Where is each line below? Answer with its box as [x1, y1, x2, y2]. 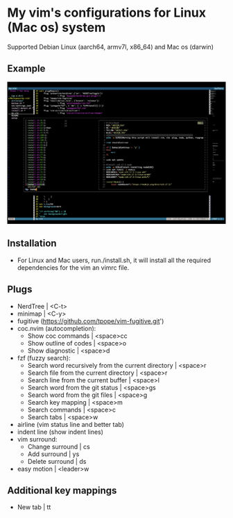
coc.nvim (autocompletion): [17, 324, 96, 332]
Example [7, 63, 46, 74]
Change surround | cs [27, 442, 90, 451]
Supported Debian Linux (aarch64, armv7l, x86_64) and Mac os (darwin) [7, 42, 214, 51]
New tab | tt [17, 503, 51, 512]
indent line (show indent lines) [17, 428, 104, 436]
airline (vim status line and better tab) [17, 420, 125, 428]
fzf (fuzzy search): [17, 353, 71, 362]
